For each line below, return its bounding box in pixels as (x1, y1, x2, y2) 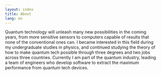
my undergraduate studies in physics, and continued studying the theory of (5, 44, 156, 50)
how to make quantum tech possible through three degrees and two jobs (5, 50, 150, 55)
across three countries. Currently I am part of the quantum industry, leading (5, 55, 156, 61)
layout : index (5, 7, 34, 12)
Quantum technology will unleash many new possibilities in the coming (5, 29, 146, 35)
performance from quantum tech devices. (5, 65, 89, 71)
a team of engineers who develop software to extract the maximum (5, 60, 139, 65)
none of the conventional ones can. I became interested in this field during (5, 39, 154, 45)
